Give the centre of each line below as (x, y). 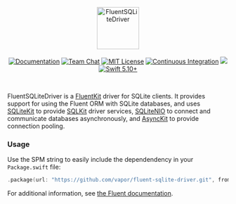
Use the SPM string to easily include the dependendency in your (100, 160)
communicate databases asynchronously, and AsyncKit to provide (103, 119)
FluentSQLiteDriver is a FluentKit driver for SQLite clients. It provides (106, 96)
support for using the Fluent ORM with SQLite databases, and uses (104, 103)
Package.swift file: (34, 167)
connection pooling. (36, 126)
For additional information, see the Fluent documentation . (90, 193)
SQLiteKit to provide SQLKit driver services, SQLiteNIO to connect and (109, 111)
